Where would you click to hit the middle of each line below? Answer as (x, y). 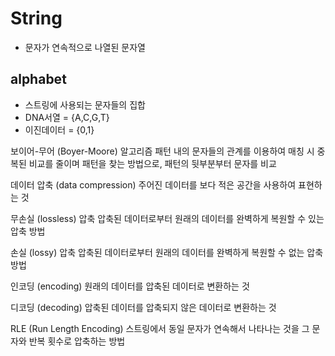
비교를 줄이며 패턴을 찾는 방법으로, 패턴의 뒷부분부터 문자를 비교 (152, 163)
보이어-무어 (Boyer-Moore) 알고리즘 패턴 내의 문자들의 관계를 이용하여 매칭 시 (162, 151)
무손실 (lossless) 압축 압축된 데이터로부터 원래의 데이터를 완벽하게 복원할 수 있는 (167, 218)
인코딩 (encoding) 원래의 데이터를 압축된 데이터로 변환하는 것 (130, 286)
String (36, 18)
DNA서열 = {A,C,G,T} (67, 117)
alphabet (38, 79)
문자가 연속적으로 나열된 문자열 (85, 47)
